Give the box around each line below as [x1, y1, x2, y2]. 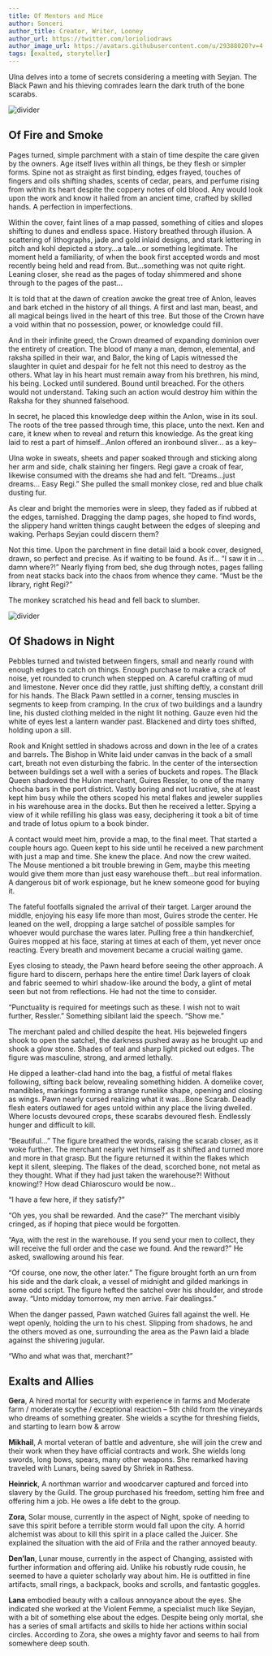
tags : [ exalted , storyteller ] [8, 50, 111, 58]
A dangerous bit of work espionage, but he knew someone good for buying [8, 877, 260, 887]
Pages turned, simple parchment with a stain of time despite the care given [8, 149, 260, 159]
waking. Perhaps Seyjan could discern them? [8, 529, 160, 538]
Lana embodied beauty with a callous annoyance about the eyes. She [8, 1595, 242, 1605]
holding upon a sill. [8, 724, 71, 735]
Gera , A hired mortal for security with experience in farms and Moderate [8, 1396, 250, 1406]
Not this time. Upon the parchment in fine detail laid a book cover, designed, [8, 545, 263, 555]
